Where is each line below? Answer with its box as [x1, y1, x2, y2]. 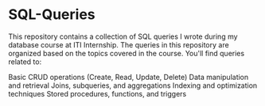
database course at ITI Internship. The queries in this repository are [8, 40, 229, 49]
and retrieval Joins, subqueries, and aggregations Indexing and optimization [8, 81, 258, 90]
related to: [8, 57, 42, 66]
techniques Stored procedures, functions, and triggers [8, 89, 187, 98]
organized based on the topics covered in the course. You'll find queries [8, 48, 245, 58]
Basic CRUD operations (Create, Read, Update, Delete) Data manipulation [8, 72, 249, 81]
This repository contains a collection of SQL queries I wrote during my [8, 32, 238, 41]
